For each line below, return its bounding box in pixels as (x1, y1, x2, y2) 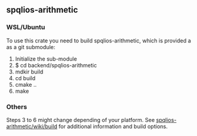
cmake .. (15, 81, 37, 88)
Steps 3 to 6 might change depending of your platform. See (6, 116, 155, 123)
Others (6, 103, 27, 111)
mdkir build (15, 68, 44, 75)
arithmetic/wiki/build (6, 123, 58, 130)
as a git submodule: (6, 43, 56, 50)
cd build (15, 74, 36, 81)
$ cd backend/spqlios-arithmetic (15, 61, 97, 69)
